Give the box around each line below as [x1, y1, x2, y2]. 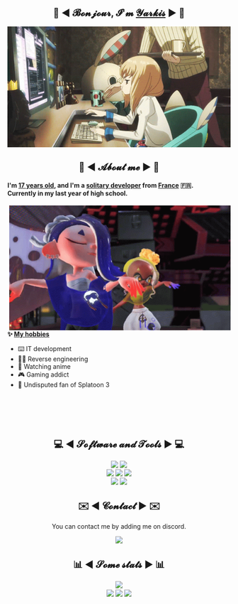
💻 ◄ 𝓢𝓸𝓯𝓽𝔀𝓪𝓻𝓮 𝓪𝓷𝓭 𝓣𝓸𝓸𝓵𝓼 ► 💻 [53, 438, 185, 451]
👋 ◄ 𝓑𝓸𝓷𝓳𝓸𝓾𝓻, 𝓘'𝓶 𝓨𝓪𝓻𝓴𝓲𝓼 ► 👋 [52, 7, 186, 19]
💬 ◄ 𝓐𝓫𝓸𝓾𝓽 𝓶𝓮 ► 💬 [78, 161, 160, 173]
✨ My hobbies [7, 330, 50, 338]
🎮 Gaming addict [17, 370, 69, 379]
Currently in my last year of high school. [7, 189, 128, 198]
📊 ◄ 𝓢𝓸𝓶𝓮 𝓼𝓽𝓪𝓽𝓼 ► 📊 [73, 559, 165, 571]
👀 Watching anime [17, 362, 71, 370]
